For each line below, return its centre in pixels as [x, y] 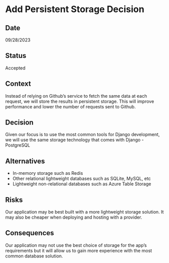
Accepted [15, 68]
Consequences [30, 233]
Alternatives [25, 161]
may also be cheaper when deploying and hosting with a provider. [74, 217]
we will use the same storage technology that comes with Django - [74, 140]
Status [16, 56]
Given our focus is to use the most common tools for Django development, [82, 135]
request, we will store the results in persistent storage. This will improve [80, 101]
